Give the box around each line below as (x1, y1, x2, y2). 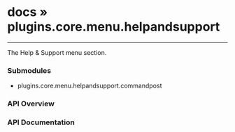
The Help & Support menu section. (7, 48, 107, 56)
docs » (7, 4, 48, 20)
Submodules (7, 65, 52, 75)
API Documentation (7, 117, 76, 127)
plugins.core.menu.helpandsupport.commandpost (17, 81, 162, 90)
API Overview (7, 99, 55, 108)
